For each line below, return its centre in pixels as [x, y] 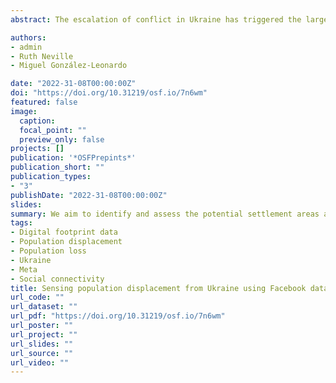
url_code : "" [37, 297]
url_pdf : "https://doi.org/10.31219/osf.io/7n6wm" [118, 316]
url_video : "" [40, 362]
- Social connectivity [57, 279]
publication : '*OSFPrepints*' [73, 158]
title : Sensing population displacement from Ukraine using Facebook [158, 288]
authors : [28, 37]
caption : [37, 121]
